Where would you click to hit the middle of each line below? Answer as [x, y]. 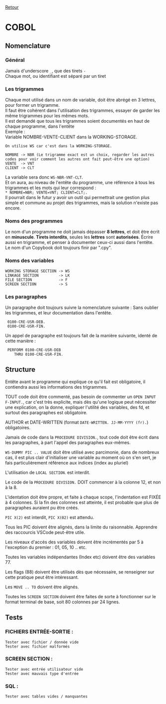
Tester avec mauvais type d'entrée [42, 674]
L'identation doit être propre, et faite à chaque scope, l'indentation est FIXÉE [83, 497]
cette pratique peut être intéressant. [42, 577]
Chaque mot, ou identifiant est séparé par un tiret [56, 76]
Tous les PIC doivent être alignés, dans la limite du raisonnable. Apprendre [81, 527]
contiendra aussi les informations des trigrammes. [56, 387]
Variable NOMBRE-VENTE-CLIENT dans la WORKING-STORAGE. [71, 137]
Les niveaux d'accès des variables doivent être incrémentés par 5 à [74, 542]
